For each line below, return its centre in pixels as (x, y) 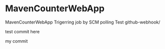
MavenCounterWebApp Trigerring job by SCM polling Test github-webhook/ (83, 22)
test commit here (22, 31)
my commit (17, 41)
